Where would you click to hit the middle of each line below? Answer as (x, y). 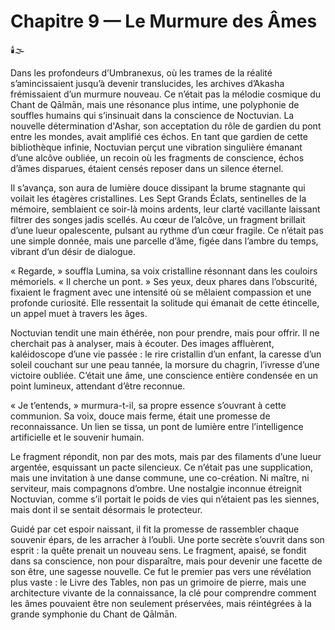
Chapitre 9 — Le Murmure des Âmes (164, 21)
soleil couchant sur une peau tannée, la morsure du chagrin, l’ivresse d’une (165, 364)
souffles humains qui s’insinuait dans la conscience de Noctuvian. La (152, 115)
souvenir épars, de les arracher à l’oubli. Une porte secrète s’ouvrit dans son (167, 539)
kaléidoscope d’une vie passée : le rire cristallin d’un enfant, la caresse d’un (166, 354)
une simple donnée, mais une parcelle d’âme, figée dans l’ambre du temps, (164, 241)
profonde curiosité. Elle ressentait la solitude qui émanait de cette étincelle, (165, 302)
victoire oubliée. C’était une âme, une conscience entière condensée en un (164, 375)
